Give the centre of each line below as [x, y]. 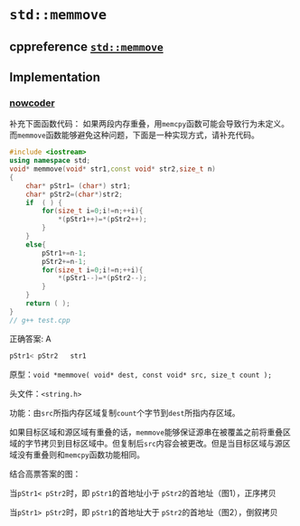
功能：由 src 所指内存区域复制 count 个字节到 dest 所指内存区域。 [125, 412]
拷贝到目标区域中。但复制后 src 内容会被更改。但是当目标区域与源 [161, 443]
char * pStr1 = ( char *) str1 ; [78, 186]
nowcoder [33, 103]
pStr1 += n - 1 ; [65, 253]
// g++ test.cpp [40, 320]
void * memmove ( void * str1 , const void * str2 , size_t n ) [113, 169]
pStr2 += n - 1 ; [65, 261]
